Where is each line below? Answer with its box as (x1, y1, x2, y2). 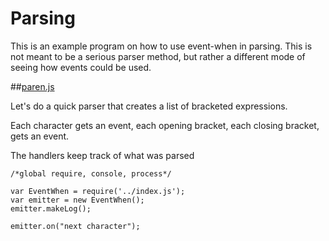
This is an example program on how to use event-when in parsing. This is (10, 40, 313, 52)
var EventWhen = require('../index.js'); (10, 186, 186, 196)
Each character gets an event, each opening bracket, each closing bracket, (10, 119, 320, 131)
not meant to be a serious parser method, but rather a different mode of (10, 50, 306, 62)
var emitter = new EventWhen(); (10, 195, 145, 205)
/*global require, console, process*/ (10, 168, 172, 179)
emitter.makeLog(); (10, 203, 92, 214)
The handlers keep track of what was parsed (10, 149, 195, 161)
